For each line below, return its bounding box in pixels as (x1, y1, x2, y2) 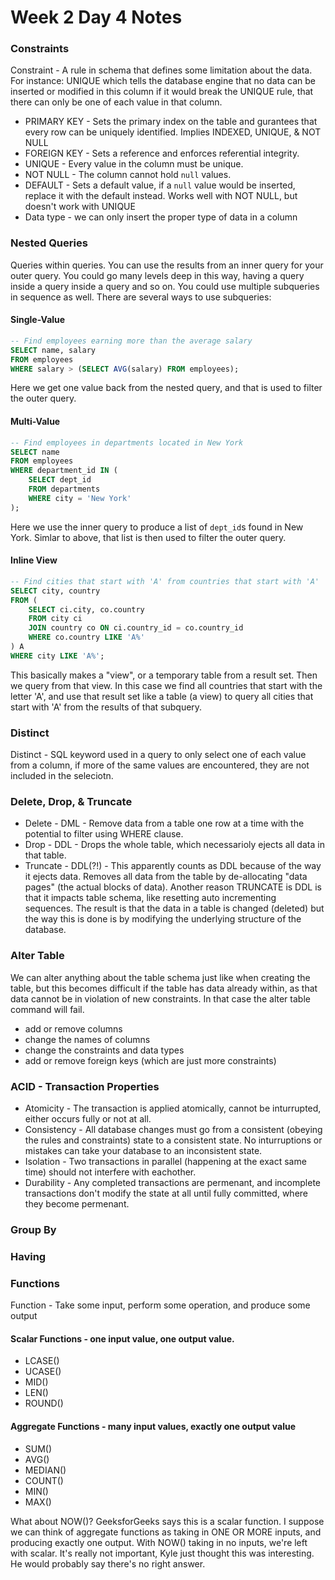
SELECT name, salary (10, 345, 97, 355)
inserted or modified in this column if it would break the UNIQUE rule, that (10, 86, 314, 98)
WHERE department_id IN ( (10, 466, 118, 476)
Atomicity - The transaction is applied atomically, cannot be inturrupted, (24, 1102, 322, 1114)
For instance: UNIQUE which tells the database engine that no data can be (10, 75, 316, 87)
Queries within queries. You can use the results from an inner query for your (10, 259, 324, 271)
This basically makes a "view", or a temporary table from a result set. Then (10, 669, 318, 681)
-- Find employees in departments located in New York (10, 437, 244, 448)
